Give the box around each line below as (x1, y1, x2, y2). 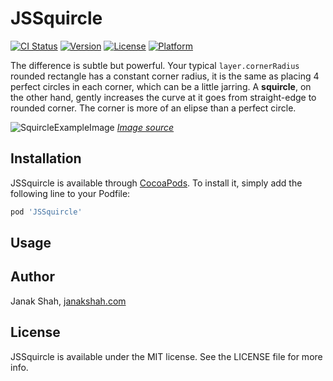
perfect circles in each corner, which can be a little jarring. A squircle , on (10, 80, 312, 92)
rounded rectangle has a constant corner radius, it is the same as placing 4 (10, 70, 320, 82)
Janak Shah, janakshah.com (10, 295, 127, 307)
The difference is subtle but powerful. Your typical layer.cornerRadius (10, 59, 300, 71)
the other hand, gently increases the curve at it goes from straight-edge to (10, 91, 317, 103)
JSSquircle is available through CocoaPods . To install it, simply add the (10, 177, 303, 189)
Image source (116, 121, 175, 133)
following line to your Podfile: (10, 187, 131, 199)
